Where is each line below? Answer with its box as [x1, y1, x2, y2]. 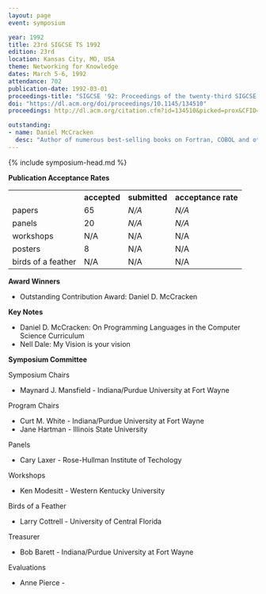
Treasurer [8, 531, 40, 541]
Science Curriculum [19, 330, 85, 341]
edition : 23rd [8, 48, 55, 56]
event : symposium [8, 19, 66, 27]
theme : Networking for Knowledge [8, 63, 119, 71]
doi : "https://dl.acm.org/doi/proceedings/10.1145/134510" [8, 100, 207, 108]
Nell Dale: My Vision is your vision [19, 339, 131, 348]
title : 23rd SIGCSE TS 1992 [8, 40, 101, 48]
